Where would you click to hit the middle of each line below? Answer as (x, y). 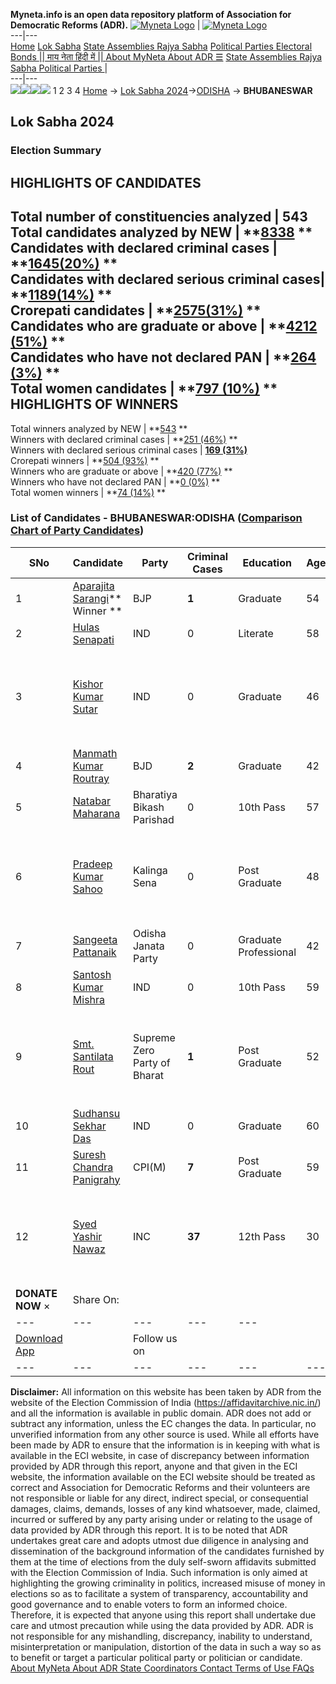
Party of (151, 1062)
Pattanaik (94, 952)
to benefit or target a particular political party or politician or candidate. (156, 1657)
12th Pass (262, 1236)
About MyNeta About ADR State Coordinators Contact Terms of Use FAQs (162, 1668)
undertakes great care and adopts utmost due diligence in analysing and (159, 1540)
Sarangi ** (97, 598)
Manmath (95, 753)
